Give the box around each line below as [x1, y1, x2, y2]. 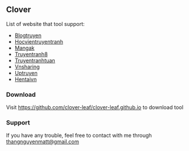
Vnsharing [14, 63, 40, 70]
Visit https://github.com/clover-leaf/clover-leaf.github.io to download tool [6, 104, 184, 111]
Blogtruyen [14, 32, 42, 39]
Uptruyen [14, 69, 38, 76]
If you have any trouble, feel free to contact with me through [6, 132, 152, 139]
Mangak [14, 44, 35, 51]
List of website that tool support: [6, 20, 85, 27]
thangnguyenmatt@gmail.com [6, 138, 79, 145]
